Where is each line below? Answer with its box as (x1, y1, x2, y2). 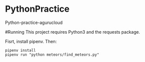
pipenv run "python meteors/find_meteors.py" (5, 52, 99, 57)
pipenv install (5, 48, 36, 53)
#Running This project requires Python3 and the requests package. (5, 29, 140, 35)
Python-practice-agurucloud (5, 20, 63, 25)
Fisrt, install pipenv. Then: (5, 38, 57, 44)
